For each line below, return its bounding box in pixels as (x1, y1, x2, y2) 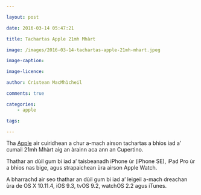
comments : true (6, 91, 45, 97)
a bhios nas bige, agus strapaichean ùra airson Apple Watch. (6, 164, 158, 171)
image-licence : (6, 69, 45, 75)
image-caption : (6, 58, 45, 64)
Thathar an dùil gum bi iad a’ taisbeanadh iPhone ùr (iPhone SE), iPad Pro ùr (6, 158, 195, 165)
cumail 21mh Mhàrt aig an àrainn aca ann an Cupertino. (6, 146, 144, 153)
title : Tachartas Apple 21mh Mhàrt (6, 36, 96, 42)
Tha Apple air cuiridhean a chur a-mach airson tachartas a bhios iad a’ (6, 139, 182, 147)
